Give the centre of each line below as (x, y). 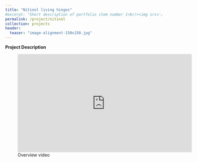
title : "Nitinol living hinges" (39, 10)
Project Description (26, 47)
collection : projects (28, 24)
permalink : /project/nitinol (35, 19)
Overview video (34, 155)
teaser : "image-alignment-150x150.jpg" (51, 33)
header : (13, 28)
